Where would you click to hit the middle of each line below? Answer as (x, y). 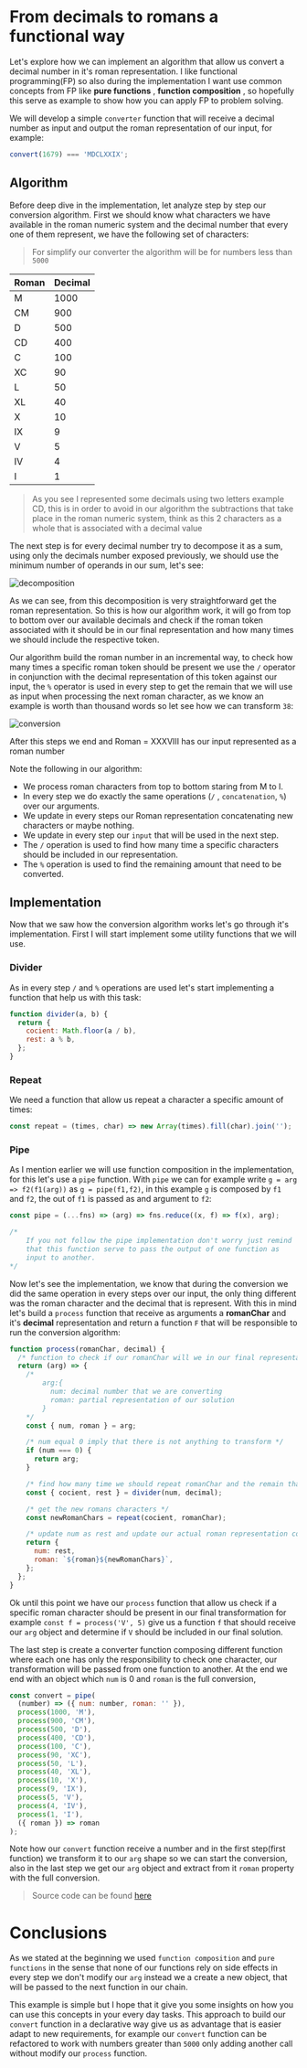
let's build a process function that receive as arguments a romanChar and (148, 1313)
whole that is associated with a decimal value (117, 528)
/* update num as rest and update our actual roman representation (157, 1534)
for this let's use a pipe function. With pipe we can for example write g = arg (153, 1179)
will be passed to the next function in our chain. (99, 1988)
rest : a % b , (51, 1040)
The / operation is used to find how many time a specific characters (150, 844)
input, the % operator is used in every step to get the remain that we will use (151, 686)
